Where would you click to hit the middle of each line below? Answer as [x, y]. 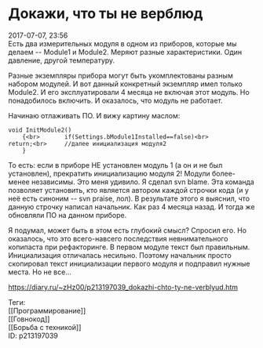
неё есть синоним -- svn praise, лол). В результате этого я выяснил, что [129, 198]
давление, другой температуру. [62, 60]
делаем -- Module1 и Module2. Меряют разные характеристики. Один [125, 52]
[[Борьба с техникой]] [45, 327]
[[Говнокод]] [29, 319]
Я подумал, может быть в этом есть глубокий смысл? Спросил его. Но [128, 230]
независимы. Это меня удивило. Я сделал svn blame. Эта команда [143, 182]
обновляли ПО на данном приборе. [68, 215]
